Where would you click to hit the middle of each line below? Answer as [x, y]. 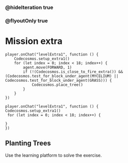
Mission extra [34, 41]
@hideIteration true [29, 7]
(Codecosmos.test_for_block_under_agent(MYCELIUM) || [62, 76]
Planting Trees [28, 143]
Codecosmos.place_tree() [57, 85]
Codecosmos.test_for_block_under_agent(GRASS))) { [59, 80]
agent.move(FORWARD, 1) [47, 67]
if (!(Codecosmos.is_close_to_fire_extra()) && [73, 72]
